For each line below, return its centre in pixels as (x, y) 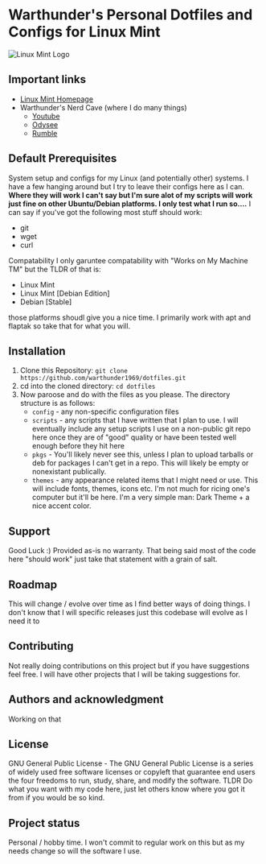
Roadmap (33, 584)
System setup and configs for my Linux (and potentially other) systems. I (129, 178)
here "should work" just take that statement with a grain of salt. (113, 559)
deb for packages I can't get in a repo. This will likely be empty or (140, 463)
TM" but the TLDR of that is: (55, 269)
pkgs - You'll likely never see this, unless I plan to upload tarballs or (143, 455)
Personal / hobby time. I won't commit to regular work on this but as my (127, 842)
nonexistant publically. (69, 472)
